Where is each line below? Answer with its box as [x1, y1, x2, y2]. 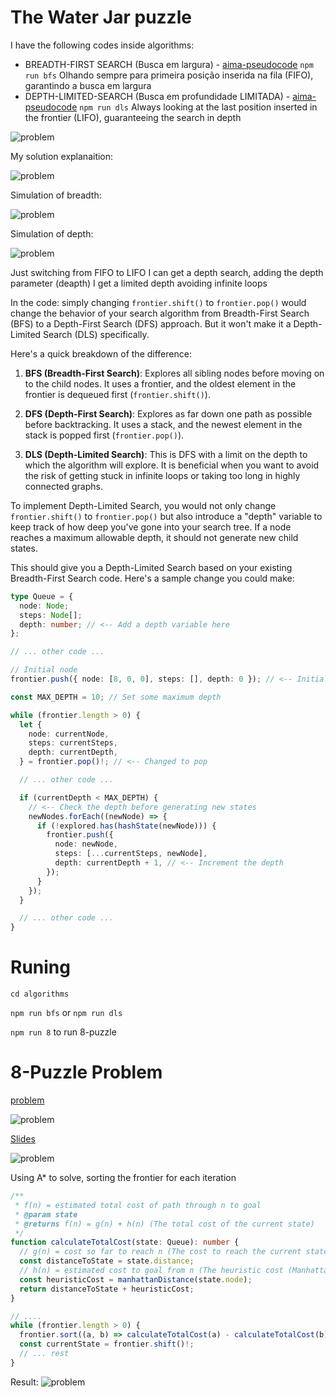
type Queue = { [10, 591, 74, 601]
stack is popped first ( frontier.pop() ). [24, 429, 185, 441]
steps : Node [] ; [19, 610, 83, 620]
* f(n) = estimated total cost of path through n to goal [14, 1200, 262, 1210]
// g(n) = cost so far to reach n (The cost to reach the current [19, 1247, 302, 1257]
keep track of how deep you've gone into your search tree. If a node [10, 521, 292, 533]
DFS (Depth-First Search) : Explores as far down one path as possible [24, 407, 313, 420]
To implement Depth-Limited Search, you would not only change [10, 499, 277, 511]
